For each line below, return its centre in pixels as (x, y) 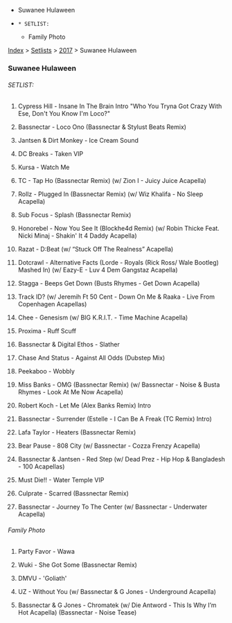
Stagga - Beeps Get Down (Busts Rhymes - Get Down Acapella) (109, 283)
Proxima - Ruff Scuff (47, 331)
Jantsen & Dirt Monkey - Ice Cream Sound (78, 141)
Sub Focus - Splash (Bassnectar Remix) (74, 215)
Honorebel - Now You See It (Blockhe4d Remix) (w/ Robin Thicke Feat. (119, 229)
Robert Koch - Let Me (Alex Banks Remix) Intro (84, 405)
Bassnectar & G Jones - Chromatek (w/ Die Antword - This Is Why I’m (117, 605)
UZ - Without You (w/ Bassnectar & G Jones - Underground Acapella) (117, 592)
